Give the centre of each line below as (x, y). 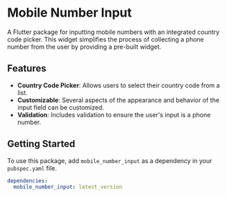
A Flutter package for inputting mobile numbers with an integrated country (113, 32)
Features (27, 68)
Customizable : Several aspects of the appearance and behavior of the (118, 100)
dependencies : (28, 181)
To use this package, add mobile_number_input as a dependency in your (110, 160)
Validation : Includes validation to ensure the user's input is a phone (114, 114)
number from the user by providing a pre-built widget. (84, 46)
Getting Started (41, 144)
